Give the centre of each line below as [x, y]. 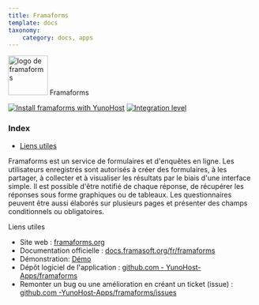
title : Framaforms [38, 15]
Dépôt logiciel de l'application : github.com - [92, 267]
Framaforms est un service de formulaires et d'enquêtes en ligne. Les [121, 161]
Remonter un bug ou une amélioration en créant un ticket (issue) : [126, 284]
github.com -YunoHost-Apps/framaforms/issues [98, 292]
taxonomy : [24, 30]
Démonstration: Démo [55, 258]
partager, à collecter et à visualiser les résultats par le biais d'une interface [129, 178]
